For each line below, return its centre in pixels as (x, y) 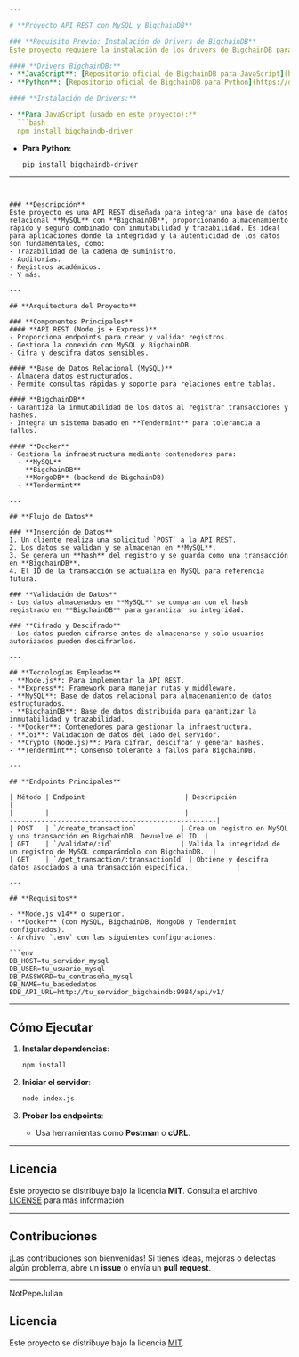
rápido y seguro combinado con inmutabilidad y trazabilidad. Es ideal (145, 228)
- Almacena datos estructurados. (71, 376)
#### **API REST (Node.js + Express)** (83, 329)
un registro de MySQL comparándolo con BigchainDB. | (113, 852)
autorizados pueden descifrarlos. (73, 641)
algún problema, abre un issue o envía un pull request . (110, 1267)
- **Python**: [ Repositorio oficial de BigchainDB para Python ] (131, 82)
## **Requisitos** (43, 898)
